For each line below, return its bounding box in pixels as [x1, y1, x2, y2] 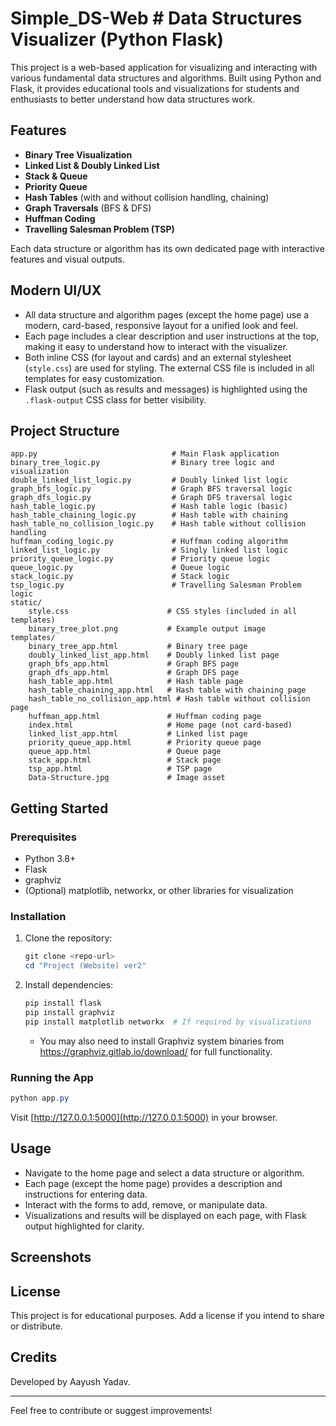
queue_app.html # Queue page [28, 747, 222, 757]
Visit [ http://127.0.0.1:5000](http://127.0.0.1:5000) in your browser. [10, 1111, 278, 1123]
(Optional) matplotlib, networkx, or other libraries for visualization [24, 885, 294, 897]
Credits [10, 1349, 58, 1366]
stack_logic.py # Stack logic [10, 572, 230, 582]
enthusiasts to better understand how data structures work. [10, 93, 255, 105]
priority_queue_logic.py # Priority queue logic [10, 554, 271, 564]
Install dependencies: [24, 979, 114, 991]
